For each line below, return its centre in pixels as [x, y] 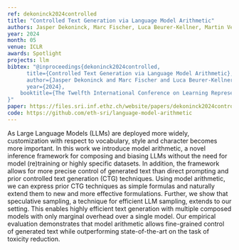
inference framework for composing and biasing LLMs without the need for [117, 156]
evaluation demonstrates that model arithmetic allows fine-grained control [116, 224]
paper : [17, 107]
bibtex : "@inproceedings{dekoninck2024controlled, [84, 67]
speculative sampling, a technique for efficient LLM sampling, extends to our [119, 201]
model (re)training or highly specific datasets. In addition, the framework [113, 163]
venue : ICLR [25, 47]
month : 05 [22, 40]
